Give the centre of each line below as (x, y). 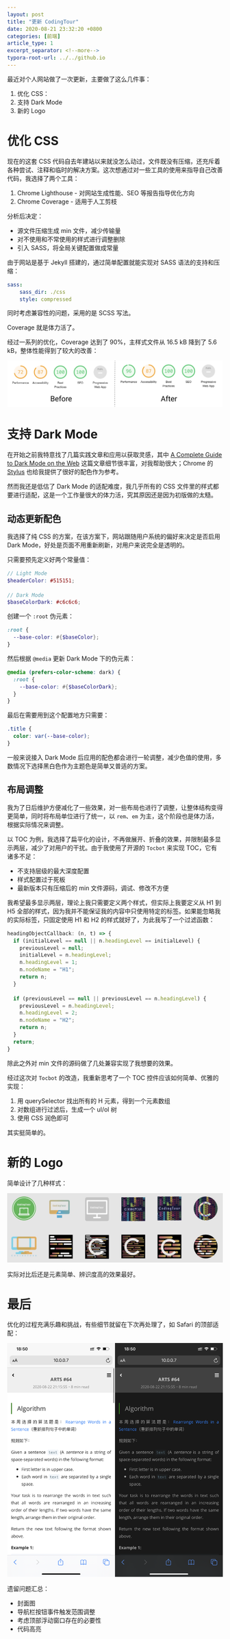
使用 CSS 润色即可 (43, 1118)
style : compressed (46, 299)
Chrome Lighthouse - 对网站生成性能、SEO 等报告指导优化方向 (106, 193)
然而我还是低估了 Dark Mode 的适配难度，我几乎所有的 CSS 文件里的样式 (110, 486)
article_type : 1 (30, 44)
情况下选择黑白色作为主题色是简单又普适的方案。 (82, 766)
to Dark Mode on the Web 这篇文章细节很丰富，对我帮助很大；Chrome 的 (110, 463)
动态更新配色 (34, 518)
